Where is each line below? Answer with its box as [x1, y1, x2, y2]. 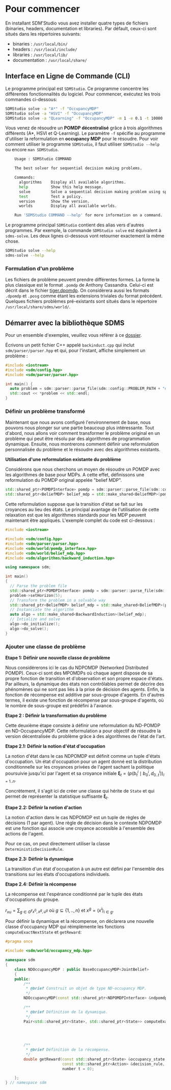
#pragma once [5, 939, 33, 944]
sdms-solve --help [5, 253, 44, 258]
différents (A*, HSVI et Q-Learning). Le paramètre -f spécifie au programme [5, 130, 165, 136]
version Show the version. [18, 199, 90, 204]
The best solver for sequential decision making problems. [14, 166, 142, 171]
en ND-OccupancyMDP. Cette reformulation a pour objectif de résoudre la [5, 728, 161, 734]
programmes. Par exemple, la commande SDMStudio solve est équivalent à [5, 227, 162, 234]
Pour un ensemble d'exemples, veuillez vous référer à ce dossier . [5, 332, 142, 338]
